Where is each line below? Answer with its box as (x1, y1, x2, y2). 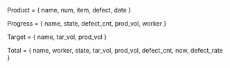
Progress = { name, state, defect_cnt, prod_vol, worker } (7, 19, 167, 27)
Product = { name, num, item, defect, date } (7, 6, 132, 14)
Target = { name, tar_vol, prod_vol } (7, 33, 107, 41)
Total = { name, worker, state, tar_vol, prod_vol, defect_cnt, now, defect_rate (7, 46, 223, 54)
